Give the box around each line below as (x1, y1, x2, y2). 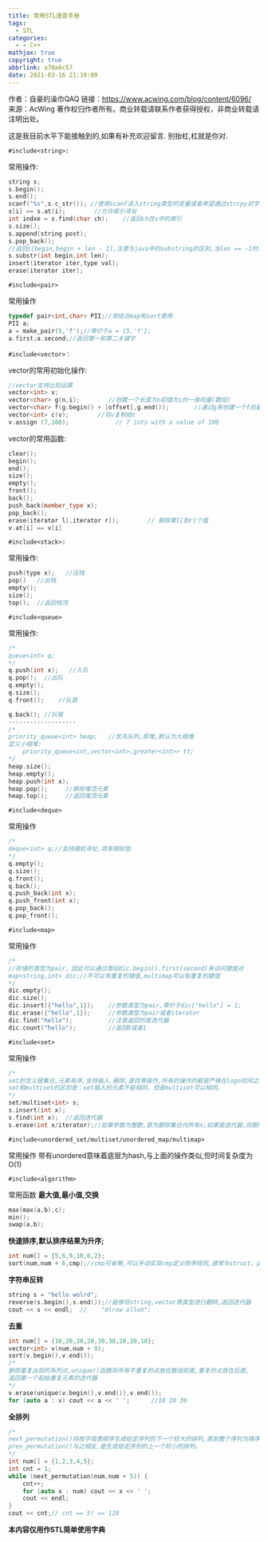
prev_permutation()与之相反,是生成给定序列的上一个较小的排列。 (8, 1442, 201, 1451)
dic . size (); (8, 994, 48, 1002)
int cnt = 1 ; (8, 1465, 52, 1473)
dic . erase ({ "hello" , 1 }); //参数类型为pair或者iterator (8, 1009, 200, 1017)
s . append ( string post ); (8, 229, 88, 238)
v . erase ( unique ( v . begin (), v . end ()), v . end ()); (8, 1389, 162, 1397)
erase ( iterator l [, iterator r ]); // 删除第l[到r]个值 (8, 516, 209, 524)
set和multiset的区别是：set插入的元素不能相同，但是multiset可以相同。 (8, 1084, 223, 1092)
